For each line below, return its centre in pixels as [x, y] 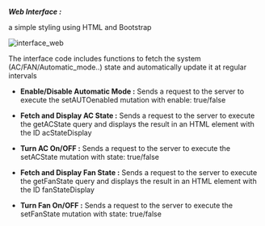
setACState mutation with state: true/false [90, 157]
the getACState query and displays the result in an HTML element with [137, 124]
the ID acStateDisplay [56, 133]
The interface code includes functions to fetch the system [105, 59]
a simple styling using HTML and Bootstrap [80, 27]
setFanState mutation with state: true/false [90, 214]
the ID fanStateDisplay [57, 190]
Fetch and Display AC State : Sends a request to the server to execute [137, 115]
